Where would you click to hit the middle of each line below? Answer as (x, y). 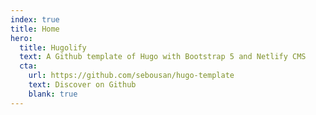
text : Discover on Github (82, 85)
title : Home (35, 29)
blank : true (53, 94)
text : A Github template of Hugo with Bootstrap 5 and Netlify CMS (163, 57)
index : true (35, 19)
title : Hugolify (53, 47)
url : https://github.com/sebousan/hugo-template (131, 76)
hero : (21, 38)
